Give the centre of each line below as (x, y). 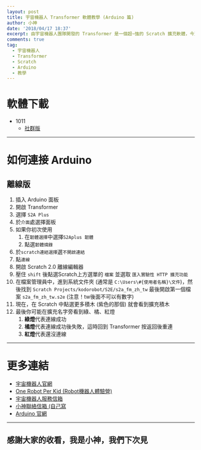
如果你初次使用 (34, 229)
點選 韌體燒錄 (38, 244)
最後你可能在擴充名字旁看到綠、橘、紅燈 (65, 312)
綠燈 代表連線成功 (45, 319)
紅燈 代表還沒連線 (45, 334)
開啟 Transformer (37, 207)
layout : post (23, 12)
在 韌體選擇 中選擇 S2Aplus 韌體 (59, 237)
